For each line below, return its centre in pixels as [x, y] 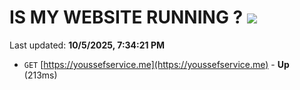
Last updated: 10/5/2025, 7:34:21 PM [87, 45]
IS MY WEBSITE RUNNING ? [126, 17]
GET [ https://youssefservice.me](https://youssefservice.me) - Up [156, 64]
